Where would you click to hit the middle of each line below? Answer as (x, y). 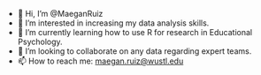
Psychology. (40, 41)
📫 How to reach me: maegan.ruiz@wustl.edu (100, 61)
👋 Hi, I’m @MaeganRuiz (60, 14)
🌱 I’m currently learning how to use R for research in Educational (135, 32)
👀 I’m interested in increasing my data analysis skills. (113, 23)
